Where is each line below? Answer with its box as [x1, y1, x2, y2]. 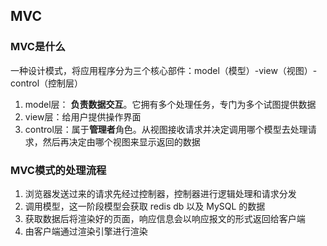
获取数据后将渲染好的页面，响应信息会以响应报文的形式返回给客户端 [24, 212, 306, 224]
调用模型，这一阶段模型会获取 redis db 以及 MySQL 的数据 [24, 200, 266, 212]
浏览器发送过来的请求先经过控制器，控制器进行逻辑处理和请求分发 [24, 187, 297, 199]
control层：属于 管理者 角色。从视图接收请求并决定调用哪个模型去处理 [24, 123, 308, 135]
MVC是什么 [10, 40, 66, 54]
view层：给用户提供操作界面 [24, 110, 142, 123]
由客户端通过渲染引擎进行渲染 [24, 225, 148, 237]
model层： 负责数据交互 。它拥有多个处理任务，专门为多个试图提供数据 [24, 98, 317, 110]
